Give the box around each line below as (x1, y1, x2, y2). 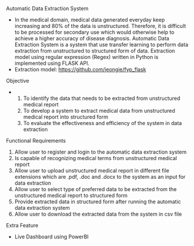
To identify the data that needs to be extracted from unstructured (23, 95, 181, 102)
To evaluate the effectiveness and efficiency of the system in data (23, 120, 182, 126)
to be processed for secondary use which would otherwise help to (14, 29, 175, 36)
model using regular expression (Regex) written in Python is (14, 54, 159, 60)
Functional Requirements (6, 137, 66, 144)
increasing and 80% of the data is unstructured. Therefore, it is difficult (14, 23, 186, 29)
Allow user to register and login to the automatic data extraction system (14, 148, 187, 155)
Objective (6, 77, 29, 84)
